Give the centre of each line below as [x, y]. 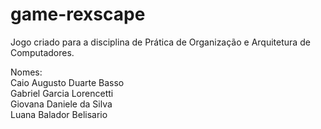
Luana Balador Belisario [59, 114]
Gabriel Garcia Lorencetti [62, 93]
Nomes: [26, 72]
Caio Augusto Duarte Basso [67, 82]
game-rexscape [78, 14]
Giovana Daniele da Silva [61, 104]
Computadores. [42, 52]
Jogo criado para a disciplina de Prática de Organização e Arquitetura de [160, 42]
